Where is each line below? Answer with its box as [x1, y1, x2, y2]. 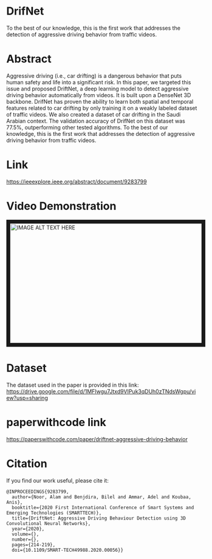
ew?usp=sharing [6, 394, 49, 401]
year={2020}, [12, 526, 45, 532]
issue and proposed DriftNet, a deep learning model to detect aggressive [6, 85, 189, 92]
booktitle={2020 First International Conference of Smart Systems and [12, 504, 194, 510]
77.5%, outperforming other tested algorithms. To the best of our [6, 123, 168, 131]
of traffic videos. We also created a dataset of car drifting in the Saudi [6, 110, 181, 118]
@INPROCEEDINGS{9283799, [6, 489, 69, 495]
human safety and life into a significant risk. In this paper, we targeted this [6, 78, 191, 86]
